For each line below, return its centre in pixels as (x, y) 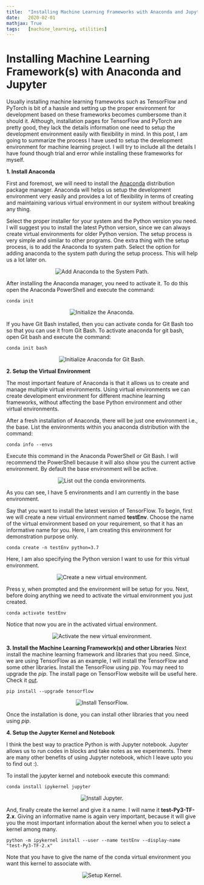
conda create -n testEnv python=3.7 (53, 548)
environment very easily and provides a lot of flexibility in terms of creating (100, 196)
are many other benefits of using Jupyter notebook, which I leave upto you (100, 757)
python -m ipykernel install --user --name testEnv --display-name (93, 841)
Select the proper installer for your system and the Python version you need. (102, 221)
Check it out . (22, 680)
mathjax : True (24, 23)
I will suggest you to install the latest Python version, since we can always (99, 227)
